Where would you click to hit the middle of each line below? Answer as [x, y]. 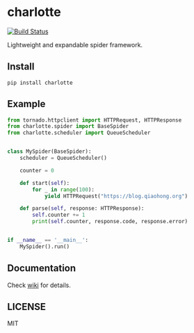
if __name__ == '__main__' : [48, 241]
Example [26, 104]
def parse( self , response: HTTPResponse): [82, 209]
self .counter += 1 [59, 215]
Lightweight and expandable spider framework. [75, 44]
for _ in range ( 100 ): [64, 189]
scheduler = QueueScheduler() [64, 158]
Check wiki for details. [39, 285]
